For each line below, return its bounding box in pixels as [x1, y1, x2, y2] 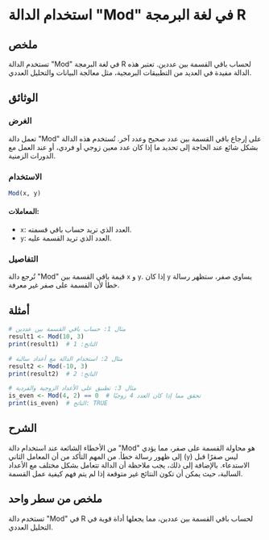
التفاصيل [8, 253, 39, 264]
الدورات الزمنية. [8, 151, 56, 161]
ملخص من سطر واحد [8, 492, 103, 506]
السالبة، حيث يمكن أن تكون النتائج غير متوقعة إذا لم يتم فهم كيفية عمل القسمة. [8, 468, 243, 478]
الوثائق [8, 91, 39, 105]
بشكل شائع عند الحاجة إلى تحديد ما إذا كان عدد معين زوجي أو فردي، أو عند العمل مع [8, 142, 259, 152]
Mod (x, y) [8, 189, 42, 197]
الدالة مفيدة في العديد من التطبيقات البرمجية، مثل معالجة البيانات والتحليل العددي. [8, 68, 252, 77]
